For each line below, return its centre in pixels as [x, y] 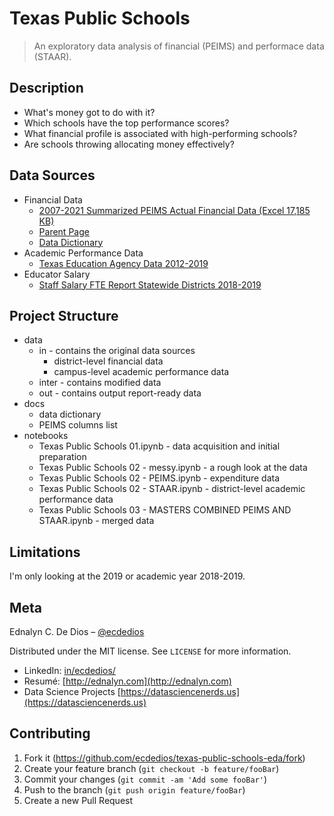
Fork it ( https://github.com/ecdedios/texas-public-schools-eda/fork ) [164, 758]
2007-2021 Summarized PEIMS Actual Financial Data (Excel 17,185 [174, 210]
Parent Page [64, 231]
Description [46, 88]
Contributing [50, 733]
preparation [62, 457]
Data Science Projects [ [72, 691]
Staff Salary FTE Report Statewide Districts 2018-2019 [150, 284]
